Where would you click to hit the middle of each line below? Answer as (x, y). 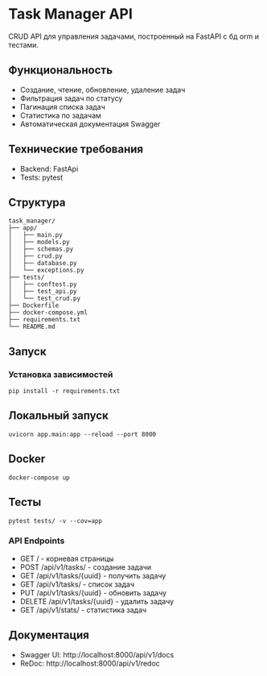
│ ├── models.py (39, 243)
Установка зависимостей (61, 374)
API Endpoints (37, 541)
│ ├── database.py (43, 263)
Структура (37, 202)
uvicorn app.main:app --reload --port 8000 (82, 434)
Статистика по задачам (61, 115)
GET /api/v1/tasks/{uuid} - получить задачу (93, 575)
